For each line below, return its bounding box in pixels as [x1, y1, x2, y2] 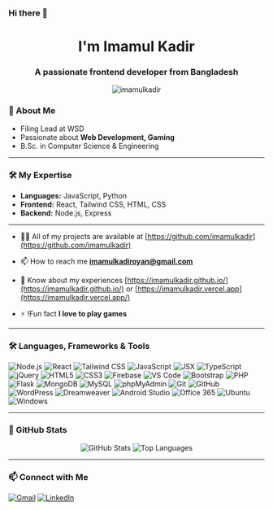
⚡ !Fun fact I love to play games [19, 309, 128, 318]
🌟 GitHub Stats [8, 425, 67, 436]
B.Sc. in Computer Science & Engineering [19, 141, 159, 150]
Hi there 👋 [8, 7, 49, 19]
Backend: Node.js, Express [19, 208, 112, 218]
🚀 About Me [8, 105, 56, 116]
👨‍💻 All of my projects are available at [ [19, 232, 148, 241]
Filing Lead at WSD [19, 124, 84, 133]
